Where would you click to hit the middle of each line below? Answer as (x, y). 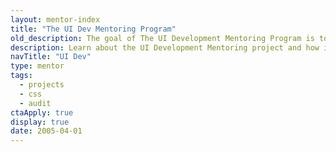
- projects (42, 85)
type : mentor (37, 66)
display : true (40, 122)
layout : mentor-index (55, 19)
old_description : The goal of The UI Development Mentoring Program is (162, 38)
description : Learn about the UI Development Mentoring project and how (165, 47)
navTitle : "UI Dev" (51, 57)
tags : (21, 76)
